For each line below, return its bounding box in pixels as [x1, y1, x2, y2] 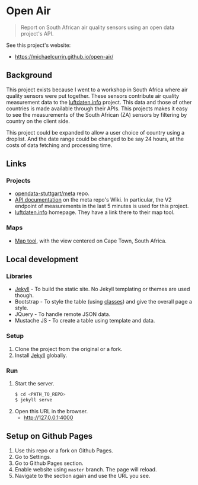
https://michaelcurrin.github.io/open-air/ [14, 53, 114, 60]
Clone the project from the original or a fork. [14, 345, 123, 352]
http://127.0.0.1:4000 [23, 414, 74, 421]
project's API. [20, 30, 54, 37]
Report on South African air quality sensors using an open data [20, 24, 175, 31]
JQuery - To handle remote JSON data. [14, 311, 111, 318]
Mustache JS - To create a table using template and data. [14, 317, 155, 324]
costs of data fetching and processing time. [6, 141, 113, 149]
